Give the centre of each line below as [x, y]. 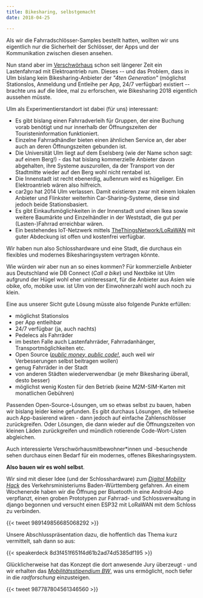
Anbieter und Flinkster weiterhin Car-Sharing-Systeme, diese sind [97, 198]
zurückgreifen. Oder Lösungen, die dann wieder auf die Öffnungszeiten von [101, 424]
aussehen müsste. [29, 97]
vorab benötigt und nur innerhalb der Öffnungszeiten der [86, 127]
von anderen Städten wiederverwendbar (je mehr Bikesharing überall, [102, 374]
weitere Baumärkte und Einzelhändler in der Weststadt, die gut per [98, 217]
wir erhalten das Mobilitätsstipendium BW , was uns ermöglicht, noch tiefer [99, 571]
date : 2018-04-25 [28, 18]
